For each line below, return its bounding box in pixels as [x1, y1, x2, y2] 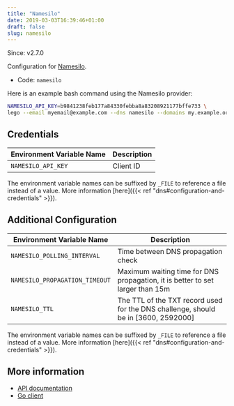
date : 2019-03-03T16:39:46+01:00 [7, 17, 104, 24]
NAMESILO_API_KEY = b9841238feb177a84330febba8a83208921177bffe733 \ [7, 103, 208, 110]
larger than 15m [117, 284, 171, 294]
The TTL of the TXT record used [117, 295, 223, 305]
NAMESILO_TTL [10, 305, 54, 313]
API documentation [17, 384, 73, 393]
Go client [17, 391, 44, 400]
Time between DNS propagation [117, 246, 223, 256]
